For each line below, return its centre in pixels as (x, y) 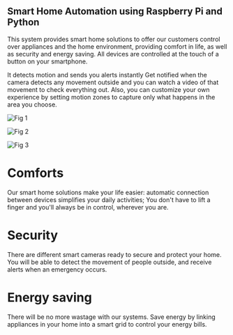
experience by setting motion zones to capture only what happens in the (111, 97)
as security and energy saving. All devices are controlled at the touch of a (113, 54)
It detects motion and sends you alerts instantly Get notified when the (107, 75)
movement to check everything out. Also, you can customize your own (109, 89)
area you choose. (32, 104)
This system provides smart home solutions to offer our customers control (114, 39)
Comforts (36, 173)
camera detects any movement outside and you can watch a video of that (113, 82)
